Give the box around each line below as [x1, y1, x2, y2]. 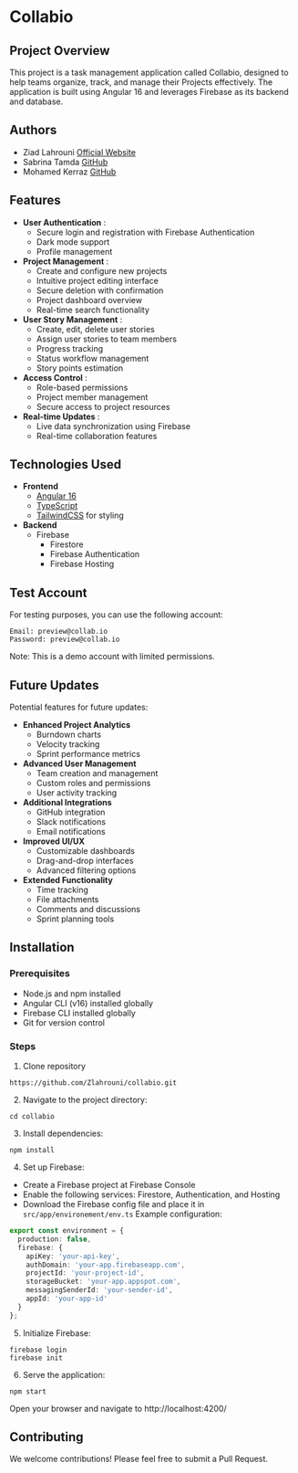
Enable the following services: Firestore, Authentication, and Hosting [22, 1189, 281, 1200]
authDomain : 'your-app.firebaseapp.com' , [26, 1260, 185, 1269]
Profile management [36, 246, 113, 257]
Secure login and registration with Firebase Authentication [36, 226, 255, 237]
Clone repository [22, 1061, 87, 1072]
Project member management [36, 391, 149, 403]
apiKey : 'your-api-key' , [26, 1251, 120, 1261]
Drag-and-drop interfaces [36, 856, 134, 867]
